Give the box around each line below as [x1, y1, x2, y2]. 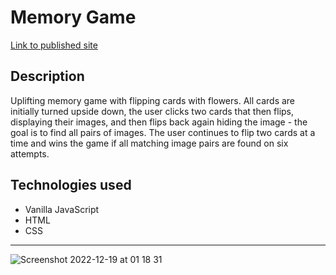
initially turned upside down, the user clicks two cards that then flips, [10, 105, 295, 117]
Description [10, 68, 85, 85]
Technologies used [10, 177, 132, 194]
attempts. [10, 147, 50, 160]
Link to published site [10, 39, 98, 51]
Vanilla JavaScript [24, 203, 100, 215]
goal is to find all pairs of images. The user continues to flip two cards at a [10, 126, 316, 138]
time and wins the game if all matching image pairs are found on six [10, 137, 289, 149]
